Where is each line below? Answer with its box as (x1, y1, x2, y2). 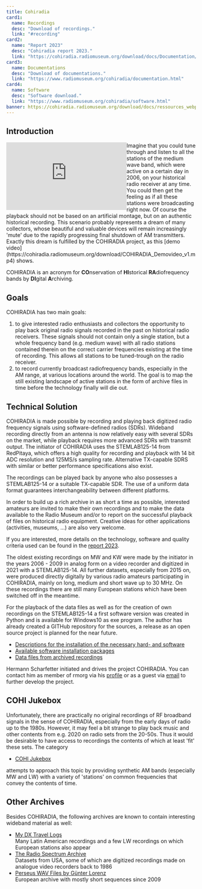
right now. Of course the (126, 206, 187, 214)
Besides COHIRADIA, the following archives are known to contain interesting (6, 813, 195, 820)
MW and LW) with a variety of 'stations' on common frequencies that (6, 773, 177, 780)
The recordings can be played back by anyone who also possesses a (6, 473, 177, 481)
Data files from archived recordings (14, 653, 103, 660)
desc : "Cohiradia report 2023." (11, 48, 93, 54)
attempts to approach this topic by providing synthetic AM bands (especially (6, 766, 195, 774)
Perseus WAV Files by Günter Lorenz (14, 869, 106, 876)
